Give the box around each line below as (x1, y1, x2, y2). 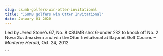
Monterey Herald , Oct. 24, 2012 (5, 40, 69, 46)
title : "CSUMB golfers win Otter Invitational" (5, 12, 104, 17)
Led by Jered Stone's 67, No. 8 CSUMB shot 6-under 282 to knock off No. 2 (5, 30, 159, 36)
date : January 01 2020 (5, 16, 51, 21)
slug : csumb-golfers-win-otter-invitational (5, 7, 97, 12)
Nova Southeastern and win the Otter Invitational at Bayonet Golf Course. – (5, 35, 156, 40)
